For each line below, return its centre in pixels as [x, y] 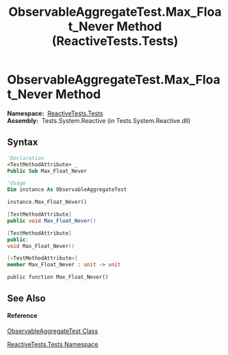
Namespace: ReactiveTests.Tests [55, 113]
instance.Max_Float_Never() [47, 202]
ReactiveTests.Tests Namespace [53, 344]
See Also [26, 298]
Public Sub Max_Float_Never [47, 171]
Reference [22, 316]
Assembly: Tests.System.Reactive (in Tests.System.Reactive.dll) [99, 120]
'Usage [16, 183]
